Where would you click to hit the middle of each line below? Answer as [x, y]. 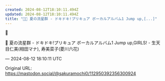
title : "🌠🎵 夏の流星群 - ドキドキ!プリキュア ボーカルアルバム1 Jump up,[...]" [81, 19]
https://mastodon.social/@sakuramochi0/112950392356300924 [71, 74]
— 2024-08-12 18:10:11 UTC [33, 59]
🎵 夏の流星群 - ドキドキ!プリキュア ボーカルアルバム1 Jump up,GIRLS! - [78, 43]
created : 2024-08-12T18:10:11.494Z [42, 10]
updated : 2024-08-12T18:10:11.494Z [42, 14]
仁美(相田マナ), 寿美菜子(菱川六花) [44, 49]
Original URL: [19, 68]
